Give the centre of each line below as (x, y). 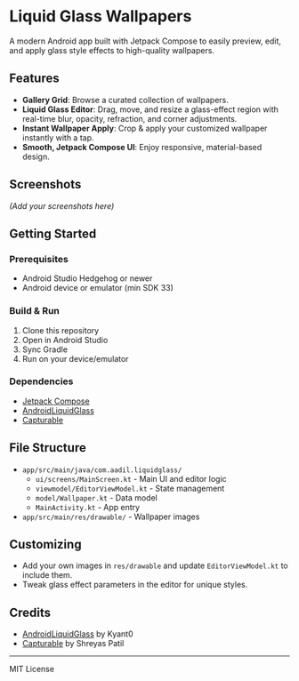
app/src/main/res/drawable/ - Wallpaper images (111, 517)
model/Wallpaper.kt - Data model (96, 497)
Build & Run (35, 311)
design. (36, 156)
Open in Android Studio (65, 340)
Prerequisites (39, 259)
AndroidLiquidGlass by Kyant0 (77, 634)
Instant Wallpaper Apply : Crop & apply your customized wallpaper (145, 128)
